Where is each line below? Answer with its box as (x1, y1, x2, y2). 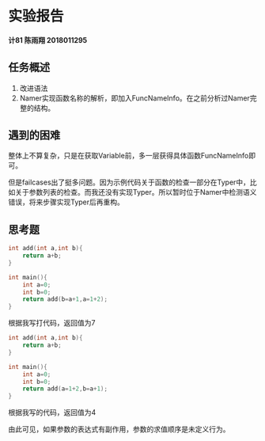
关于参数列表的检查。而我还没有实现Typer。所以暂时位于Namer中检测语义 (14, 188, 257, 197)
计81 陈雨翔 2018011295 (8, 35, 88, 44)
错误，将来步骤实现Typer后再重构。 (8, 197, 125, 207)
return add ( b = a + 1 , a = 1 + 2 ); (22, 295, 108, 303)
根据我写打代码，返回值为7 (8, 318, 96, 328)
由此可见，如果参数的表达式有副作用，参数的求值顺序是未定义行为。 (8, 424, 230, 434)
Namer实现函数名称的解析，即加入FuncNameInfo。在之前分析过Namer (19, 93, 251, 103)
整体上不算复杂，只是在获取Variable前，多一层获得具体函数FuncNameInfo (8, 151, 249, 161)
